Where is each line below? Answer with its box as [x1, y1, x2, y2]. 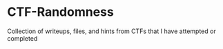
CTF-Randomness [7, 4, 114, 20]
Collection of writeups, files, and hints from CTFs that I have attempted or [7, 27, 216, 35]
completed [7, 34, 38, 42]
